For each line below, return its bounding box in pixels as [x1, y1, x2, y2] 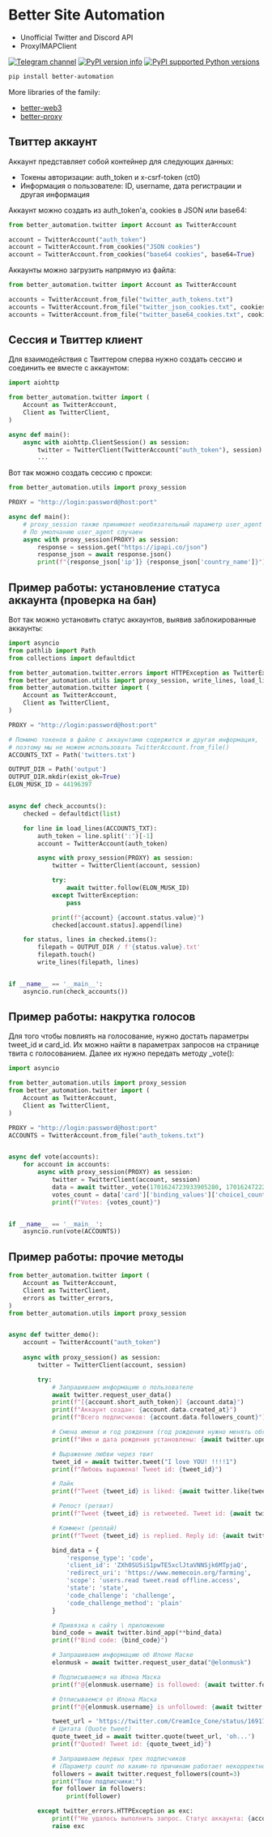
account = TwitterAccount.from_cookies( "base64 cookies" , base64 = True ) [8, 250, 255, 259]
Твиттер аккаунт [8, 135, 97, 149]
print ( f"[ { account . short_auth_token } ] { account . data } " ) [51, 1398, 244, 1407]
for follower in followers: [51, 1785, 147, 1793]
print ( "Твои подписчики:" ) [51, 1777, 143, 1785]
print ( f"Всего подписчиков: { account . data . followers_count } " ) [51, 1413, 266, 1422]
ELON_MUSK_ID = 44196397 [8, 781, 92, 789]
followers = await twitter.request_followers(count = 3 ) [51, 1770, 241, 1778]
